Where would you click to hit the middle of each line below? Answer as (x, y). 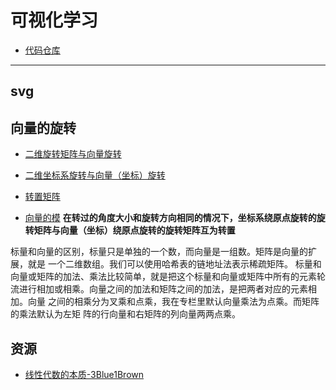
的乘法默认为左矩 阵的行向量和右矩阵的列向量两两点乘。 (125, 314)
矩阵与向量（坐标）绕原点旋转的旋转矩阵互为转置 (134, 230)
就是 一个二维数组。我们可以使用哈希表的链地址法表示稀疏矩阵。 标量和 (174, 264)
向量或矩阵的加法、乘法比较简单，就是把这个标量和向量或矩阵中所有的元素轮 (168, 277)
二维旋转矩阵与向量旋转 (73, 154)
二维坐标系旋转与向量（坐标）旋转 (95, 175)
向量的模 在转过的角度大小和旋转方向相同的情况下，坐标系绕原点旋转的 (170, 218)
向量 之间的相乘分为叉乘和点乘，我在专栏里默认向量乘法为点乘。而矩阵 (173, 302)
